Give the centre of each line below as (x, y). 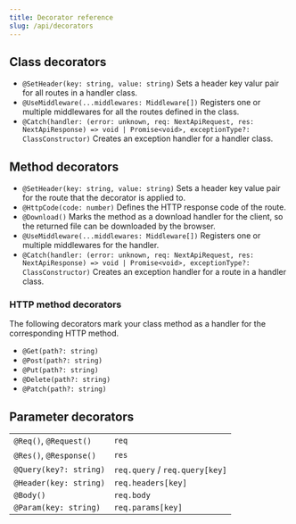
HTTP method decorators (66, 304)
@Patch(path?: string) (64, 389)
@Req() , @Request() (53, 441)
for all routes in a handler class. (80, 93)
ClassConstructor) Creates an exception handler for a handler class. (148, 138)
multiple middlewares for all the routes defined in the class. (131, 112)
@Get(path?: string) (60, 352)
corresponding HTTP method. (64, 333)
